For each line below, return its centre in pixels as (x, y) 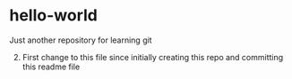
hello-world (54, 16)
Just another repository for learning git (81, 40)
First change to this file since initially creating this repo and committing (153, 57)
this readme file (51, 67)
